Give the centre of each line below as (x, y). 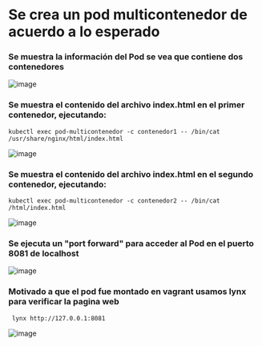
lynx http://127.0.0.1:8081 (58, 318)
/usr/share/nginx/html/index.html (66, 139)
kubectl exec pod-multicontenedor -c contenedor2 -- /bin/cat (114, 201)
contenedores (36, 67)
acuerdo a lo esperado (84, 32)
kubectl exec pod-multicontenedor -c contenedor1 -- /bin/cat (114, 131)
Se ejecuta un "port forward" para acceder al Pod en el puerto (131, 243)
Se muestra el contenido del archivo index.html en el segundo (131, 174)
